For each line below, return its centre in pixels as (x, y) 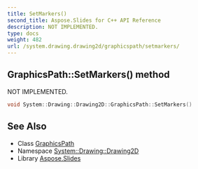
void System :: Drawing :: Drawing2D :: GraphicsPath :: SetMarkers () (100, 104)
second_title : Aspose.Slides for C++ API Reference (84, 20)
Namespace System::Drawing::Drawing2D (78, 151)
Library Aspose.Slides (49, 158)
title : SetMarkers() (37, 14)
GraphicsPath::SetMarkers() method (89, 75)
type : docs (23, 33)
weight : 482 (24, 40)
